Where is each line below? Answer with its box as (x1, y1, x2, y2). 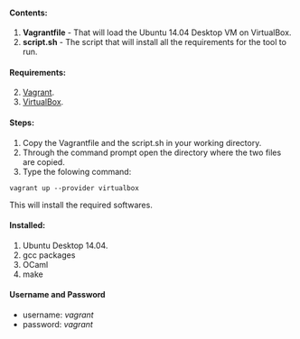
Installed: (9, 220, 46, 231)
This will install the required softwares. (9, 199, 154, 210)
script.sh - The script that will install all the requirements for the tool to (22, 37, 287, 48)
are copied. (22, 156, 65, 167)
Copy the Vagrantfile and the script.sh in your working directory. (22, 137, 262, 148)
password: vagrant (22, 319, 93, 330)
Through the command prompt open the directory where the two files (22, 147, 282, 158)
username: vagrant (22, 309, 94, 320)
